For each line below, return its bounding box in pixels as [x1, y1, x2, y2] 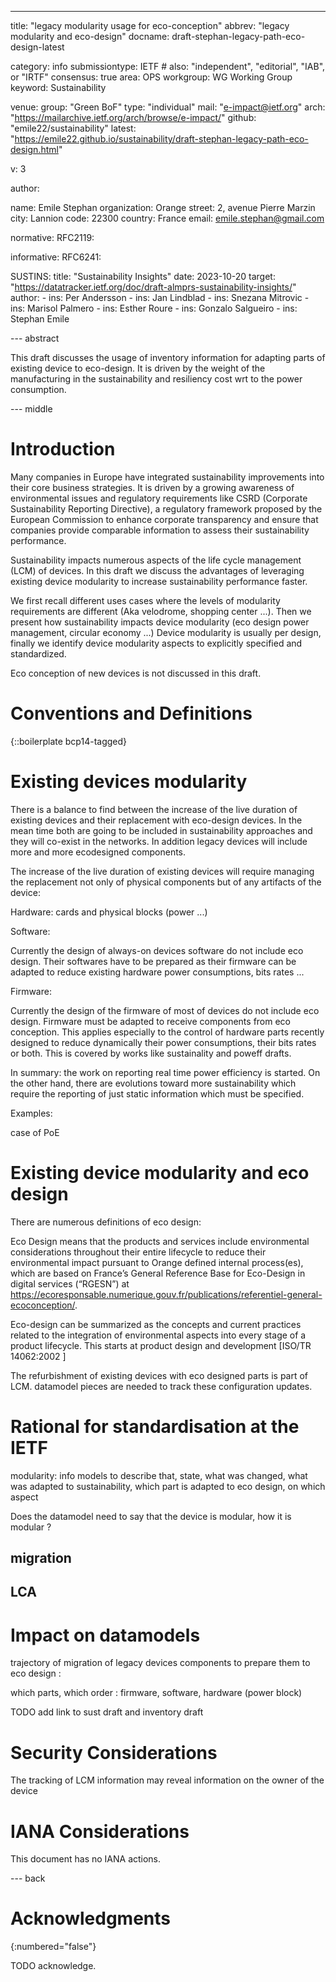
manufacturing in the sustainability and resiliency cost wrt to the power [10, 373, 303, 385]
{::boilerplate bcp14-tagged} [10, 735, 128, 747]
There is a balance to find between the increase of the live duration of [10, 803, 298, 815]
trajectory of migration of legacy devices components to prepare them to [10, 1657, 311, 1669]
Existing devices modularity [10, 771, 248, 793]
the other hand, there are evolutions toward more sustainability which [10, 1077, 297, 1089]
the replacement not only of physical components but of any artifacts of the [10, 876, 322, 888]
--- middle [10, 403, 53, 415]
